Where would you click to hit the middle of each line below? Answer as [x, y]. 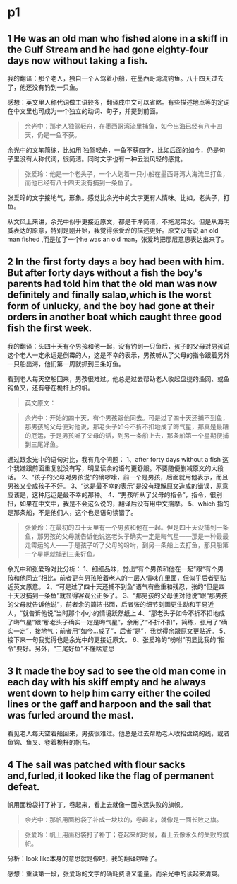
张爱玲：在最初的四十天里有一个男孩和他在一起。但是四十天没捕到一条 [127, 527]
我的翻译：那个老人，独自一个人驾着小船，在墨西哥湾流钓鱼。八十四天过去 [115, 78]
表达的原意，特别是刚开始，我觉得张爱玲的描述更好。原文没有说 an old [116, 230]
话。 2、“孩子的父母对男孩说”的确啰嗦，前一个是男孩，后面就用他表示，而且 [118, 477]
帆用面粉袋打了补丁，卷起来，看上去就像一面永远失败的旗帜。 [97, 805]
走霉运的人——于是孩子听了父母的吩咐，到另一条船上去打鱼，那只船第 [127, 545]
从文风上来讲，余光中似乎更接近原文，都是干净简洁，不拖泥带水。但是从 [112, 221]
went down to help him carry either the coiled [109, 693]
